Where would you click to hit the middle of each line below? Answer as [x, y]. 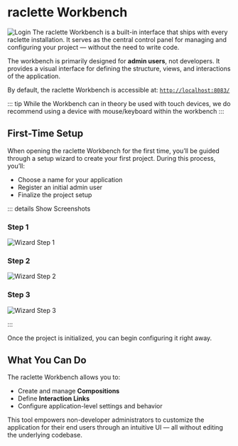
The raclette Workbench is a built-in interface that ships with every [130, 32]
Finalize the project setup [55, 195]
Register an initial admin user [60, 187]
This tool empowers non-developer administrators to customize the [106, 420]
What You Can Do [47, 360]
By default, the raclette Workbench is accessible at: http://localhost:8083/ [119, 90]
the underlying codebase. [45, 435]
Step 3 [19, 294]
